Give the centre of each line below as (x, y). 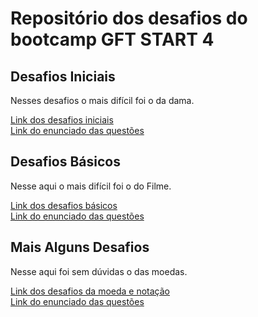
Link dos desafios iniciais (62, 120)
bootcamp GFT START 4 (112, 39)
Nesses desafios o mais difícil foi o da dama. (102, 100)
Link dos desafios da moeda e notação (90, 291)
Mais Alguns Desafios (80, 247)
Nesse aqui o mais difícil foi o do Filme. (91, 186)
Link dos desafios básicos (64, 205)
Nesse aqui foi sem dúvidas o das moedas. (99, 271)
